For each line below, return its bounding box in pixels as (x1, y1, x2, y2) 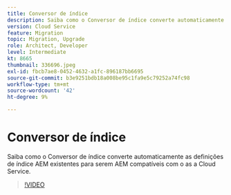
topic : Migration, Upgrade (7, 36, 85, 43)
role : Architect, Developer (7, 42, 89, 49)
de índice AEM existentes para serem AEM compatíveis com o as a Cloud (7, 160, 216, 168)
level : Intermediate (7, 49, 67, 56)
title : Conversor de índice (7, 10, 89, 17)
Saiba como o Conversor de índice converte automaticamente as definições (7, 152, 223, 160)
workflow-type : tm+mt (7, 81, 70, 88)
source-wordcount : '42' (7, 87, 76, 94)
